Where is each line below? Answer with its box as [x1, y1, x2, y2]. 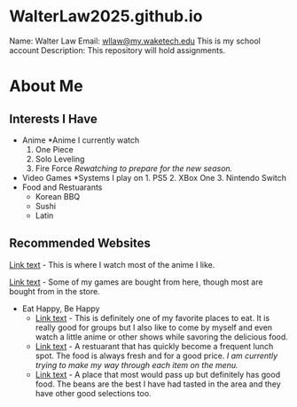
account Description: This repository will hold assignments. [9, 44, 226, 55]
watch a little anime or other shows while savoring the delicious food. [35, 331, 288, 342]
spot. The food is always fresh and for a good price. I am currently [35, 350, 278, 361]
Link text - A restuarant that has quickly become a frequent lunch [35, 340, 274, 351]
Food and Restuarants [21, 182, 103, 192]
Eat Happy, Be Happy [21, 303, 100, 314]
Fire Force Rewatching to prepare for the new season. [35, 162, 233, 174]
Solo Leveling [35, 153, 85, 164]
